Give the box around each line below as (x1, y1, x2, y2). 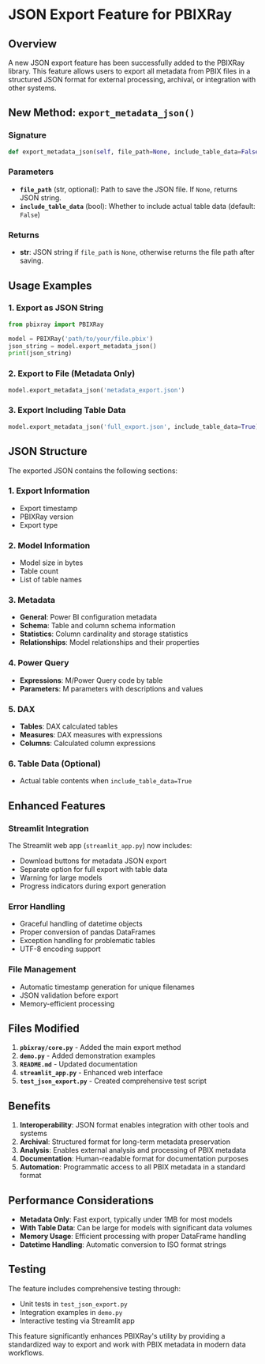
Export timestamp (19, 503, 77, 513)
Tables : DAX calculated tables (19, 722, 118, 731)
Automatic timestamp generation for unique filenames (19, 982, 195, 991)
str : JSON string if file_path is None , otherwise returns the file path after (19, 248, 255, 257)
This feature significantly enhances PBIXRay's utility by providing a (8, 1331, 226, 1340)
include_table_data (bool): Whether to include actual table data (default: (19, 201, 256, 210)
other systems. (8, 83, 57, 93)
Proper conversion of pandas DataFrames (19, 927, 156, 937)
